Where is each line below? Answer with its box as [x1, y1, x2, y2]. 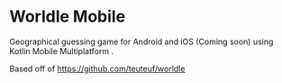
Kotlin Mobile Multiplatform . [9, 45, 114, 56]
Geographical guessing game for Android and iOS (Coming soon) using [9, 36, 274, 47]
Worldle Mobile [9, 6, 126, 27]
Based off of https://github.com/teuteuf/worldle [9, 63, 186, 74]
